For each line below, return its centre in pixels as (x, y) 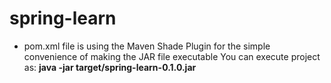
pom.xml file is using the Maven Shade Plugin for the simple (147, 46)
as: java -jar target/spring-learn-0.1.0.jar (110, 67)
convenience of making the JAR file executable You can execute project (172, 56)
